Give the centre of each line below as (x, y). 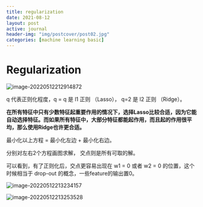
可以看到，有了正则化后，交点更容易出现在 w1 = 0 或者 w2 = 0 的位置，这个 (101, 166)
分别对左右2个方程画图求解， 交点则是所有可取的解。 (72, 153)
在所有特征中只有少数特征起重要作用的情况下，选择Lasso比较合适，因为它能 (101, 112)
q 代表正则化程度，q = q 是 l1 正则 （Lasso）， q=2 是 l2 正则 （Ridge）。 (96, 99)
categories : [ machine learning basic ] (55, 40)
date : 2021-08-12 (28, 18)
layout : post (23, 23)
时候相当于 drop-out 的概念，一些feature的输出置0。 (72, 173)
